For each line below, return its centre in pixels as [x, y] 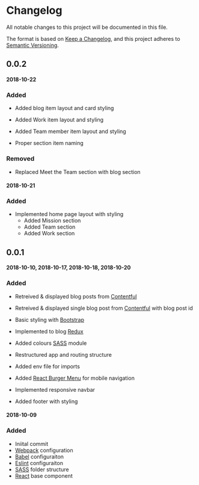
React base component [44, 475]
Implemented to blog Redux [49, 331]
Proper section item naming [49, 143]
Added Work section [49, 233]
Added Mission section [52, 221]
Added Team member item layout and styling [70, 131]
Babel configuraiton [39, 456]
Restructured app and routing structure [63, 354]
